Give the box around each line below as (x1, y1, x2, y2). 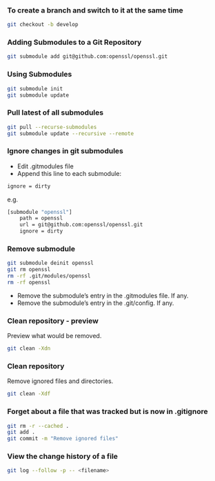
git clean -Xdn (7, 345, 51, 352)
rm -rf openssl (7, 279, 51, 286)
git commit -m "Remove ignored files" (7, 435, 119, 442)
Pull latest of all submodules (7, 108, 104, 117)
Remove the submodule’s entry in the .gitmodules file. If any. (17, 291, 189, 300)
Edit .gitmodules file (17, 161, 74, 170)
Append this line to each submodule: (17, 169, 122, 177)
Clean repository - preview (7, 316, 99, 326)
